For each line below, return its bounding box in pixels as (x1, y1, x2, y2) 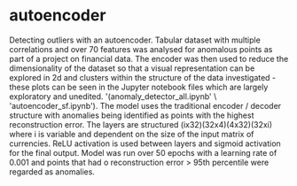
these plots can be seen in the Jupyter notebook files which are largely (9, 81, 269, 92)
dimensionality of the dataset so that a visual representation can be (9, 63, 255, 74)
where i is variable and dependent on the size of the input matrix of (9, 128, 254, 139)
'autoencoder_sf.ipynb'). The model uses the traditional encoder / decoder (9, 100, 282, 111)
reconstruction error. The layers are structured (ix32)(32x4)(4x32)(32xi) (9, 119, 273, 129)
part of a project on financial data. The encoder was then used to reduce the (9, 53, 289, 64)
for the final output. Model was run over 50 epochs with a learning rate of (9, 147, 277, 158)
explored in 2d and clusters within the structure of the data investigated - (9, 72, 277, 82)
